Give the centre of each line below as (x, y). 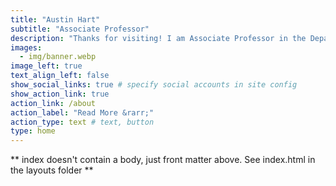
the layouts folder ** (52, 170)
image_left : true (46, 66)
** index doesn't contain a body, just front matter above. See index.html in (163, 160)
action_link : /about (53, 103)
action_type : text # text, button (82, 122)
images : (26, 47)
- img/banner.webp (58, 57)
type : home (33, 131)
